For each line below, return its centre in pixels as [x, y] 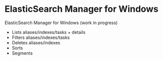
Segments [22, 53]
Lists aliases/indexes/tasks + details [49, 32]
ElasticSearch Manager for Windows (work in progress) [61, 23]
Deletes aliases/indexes [36, 42]
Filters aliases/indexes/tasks [41, 37]
